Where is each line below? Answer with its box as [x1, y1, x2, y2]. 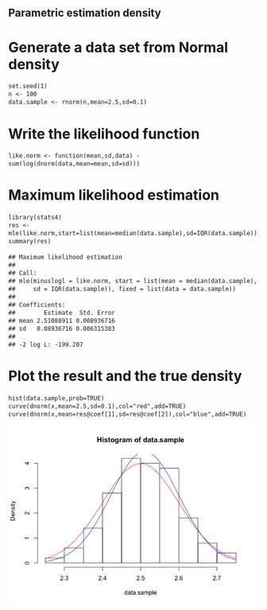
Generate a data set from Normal [8, 38, 229, 56]
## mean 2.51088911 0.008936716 [8, 317, 115, 325]
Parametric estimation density [8, 6, 161, 20]
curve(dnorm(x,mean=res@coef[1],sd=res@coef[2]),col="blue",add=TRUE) [8, 410, 247, 418]
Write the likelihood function [8, 125, 200, 142]
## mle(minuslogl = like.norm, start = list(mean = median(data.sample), [8, 278, 258, 286]
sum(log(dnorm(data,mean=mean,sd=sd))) [8, 160, 141, 168]
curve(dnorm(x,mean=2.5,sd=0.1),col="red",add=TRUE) [8, 402, 187, 410]
